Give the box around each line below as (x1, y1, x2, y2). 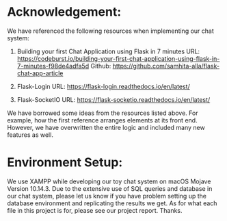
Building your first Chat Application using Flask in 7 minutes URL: (16, 47, 200, 55)
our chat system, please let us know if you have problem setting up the (7, 192, 207, 200)
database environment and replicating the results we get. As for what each (7, 199, 217, 207)
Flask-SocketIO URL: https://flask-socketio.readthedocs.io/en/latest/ (16, 95, 211, 103)
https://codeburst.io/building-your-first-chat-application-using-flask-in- (16, 54, 220, 62)
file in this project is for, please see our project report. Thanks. (7, 206, 183, 214)
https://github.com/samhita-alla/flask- (112, 62, 220, 70)
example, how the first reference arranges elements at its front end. (7, 116, 198, 124)
